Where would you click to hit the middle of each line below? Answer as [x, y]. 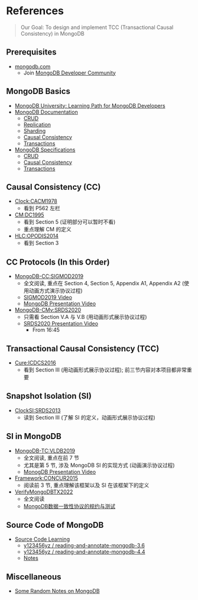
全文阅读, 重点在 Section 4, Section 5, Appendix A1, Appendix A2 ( [104, 283]
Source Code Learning [42, 539]
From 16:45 [46, 330]
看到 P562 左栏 [42, 208]
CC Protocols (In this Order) [58, 262]
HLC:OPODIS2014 [37, 236]
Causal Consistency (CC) [53, 187]
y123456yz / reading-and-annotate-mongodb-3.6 [84, 546]
